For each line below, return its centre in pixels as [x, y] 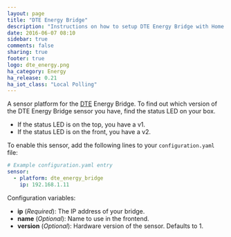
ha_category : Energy [37, 71]
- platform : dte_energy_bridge [58, 178]
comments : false [30, 46]
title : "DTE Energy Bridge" [48, 20]
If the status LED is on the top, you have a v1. [81, 124]
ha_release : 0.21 [32, 78]
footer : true [26, 59]
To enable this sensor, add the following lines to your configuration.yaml [111, 145]
